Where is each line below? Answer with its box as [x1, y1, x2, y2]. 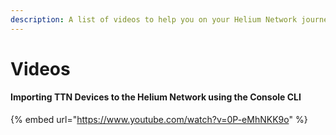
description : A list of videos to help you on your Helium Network [10, 14, 298, 25]
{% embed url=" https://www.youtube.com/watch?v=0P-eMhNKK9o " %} [10, 114, 308, 126]
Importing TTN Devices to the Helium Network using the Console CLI [10, 91, 302, 103]
